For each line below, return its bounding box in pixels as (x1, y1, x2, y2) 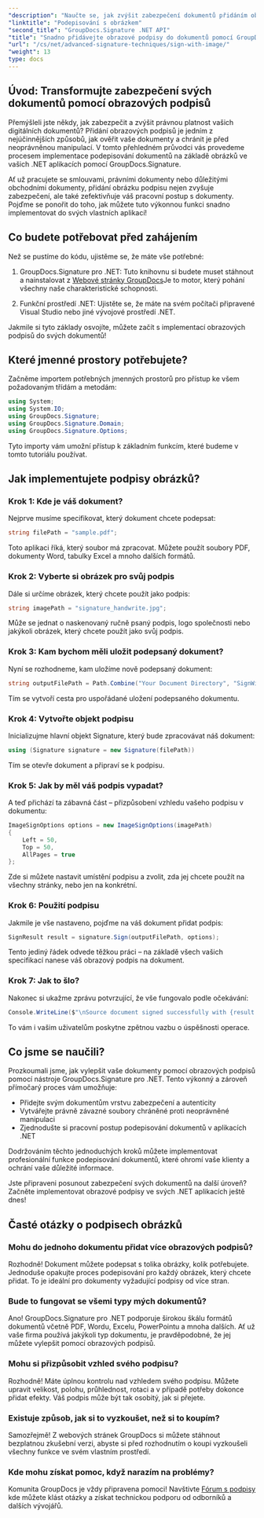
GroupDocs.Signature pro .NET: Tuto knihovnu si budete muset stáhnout (19, 266, 254, 276)
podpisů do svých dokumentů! (8, 331, 107, 340)
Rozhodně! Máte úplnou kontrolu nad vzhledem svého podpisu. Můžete (8, 1376, 240, 1385)
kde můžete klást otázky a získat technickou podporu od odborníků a (8, 1493, 232, 1502)
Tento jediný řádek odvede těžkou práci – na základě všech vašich (8, 948, 224, 957)
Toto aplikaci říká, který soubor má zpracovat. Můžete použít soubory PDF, (8, 543, 251, 552)
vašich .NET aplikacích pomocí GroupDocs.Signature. (8, 159, 181, 169)
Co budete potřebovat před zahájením (8, 231, 198, 244)
